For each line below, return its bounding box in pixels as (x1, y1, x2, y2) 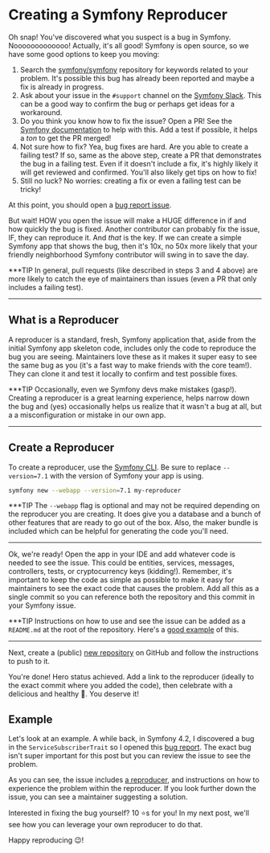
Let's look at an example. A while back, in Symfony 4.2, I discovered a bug (8, 734, 255, 744)
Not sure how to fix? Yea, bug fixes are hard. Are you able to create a (19, 141, 249, 151)
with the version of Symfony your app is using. (49, 470, 204, 480)
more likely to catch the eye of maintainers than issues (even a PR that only (8, 273, 257, 283)
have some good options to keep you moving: (8, 49, 160, 59)
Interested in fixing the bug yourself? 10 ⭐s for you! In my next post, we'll (8, 808, 250, 818)
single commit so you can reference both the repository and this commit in (8, 593, 256, 602)
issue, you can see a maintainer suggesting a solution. (8, 792, 188, 802)
